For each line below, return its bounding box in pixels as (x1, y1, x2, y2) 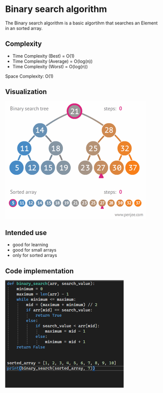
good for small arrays (12, 247, 56, 253)
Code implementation (5, 266, 74, 275)
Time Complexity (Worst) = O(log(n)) (12, 63, 88, 69)
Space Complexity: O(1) (5, 73, 54, 79)
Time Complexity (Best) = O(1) (12, 53, 75, 59)
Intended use (5, 228, 47, 237)
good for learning (12, 242, 48, 248)
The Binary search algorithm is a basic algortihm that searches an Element (5, 20, 158, 26)
